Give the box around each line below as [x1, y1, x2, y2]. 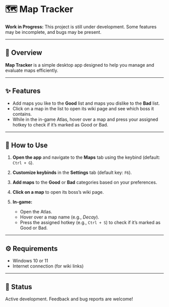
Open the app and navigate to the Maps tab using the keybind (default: [12, 154, 160, 160]
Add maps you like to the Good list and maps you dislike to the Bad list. [12, 100, 160, 106]
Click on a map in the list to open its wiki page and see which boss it [12, 105, 154, 111]
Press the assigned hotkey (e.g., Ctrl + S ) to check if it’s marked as [20, 220, 161, 226]
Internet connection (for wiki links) [12, 263, 84, 269]
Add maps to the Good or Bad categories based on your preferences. [12, 180, 157, 186]
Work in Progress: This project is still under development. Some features [5, 23, 157, 30]
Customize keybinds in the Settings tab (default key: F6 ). [12, 169, 132, 176]
